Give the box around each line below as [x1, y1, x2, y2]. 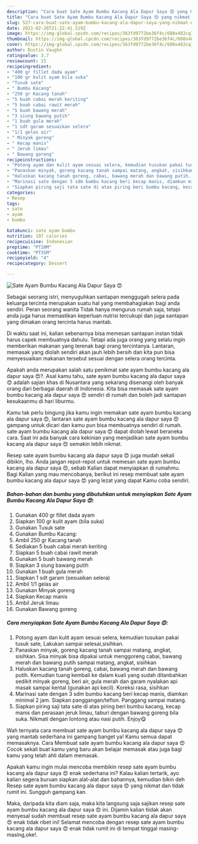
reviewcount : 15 [6, 58, 46, 64]
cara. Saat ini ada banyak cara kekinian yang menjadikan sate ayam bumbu [6, 434, 189, 441]
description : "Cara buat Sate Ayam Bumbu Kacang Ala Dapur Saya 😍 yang [6, 8, 188, 15]
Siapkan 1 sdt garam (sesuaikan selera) [15, 574, 110, 581]
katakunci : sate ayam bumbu [6, 228, 76, 234]
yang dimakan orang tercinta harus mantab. [6, 318, 112, 325]
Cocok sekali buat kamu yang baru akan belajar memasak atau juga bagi [6, 746, 182, 753]
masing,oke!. [6, 831, 38, 838]
